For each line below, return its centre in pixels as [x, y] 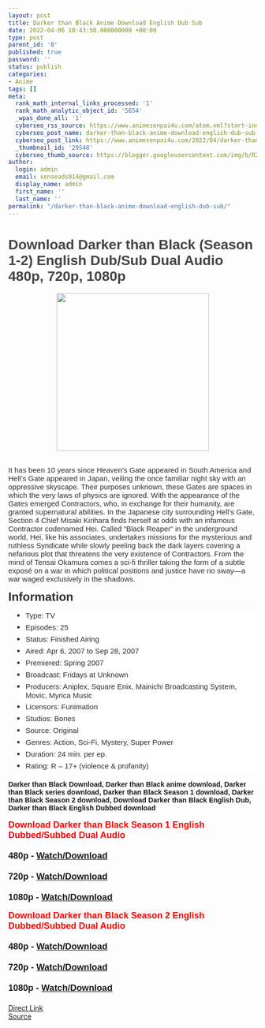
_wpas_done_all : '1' [49, 118]
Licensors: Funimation [62, 707]
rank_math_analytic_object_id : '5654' [79, 111]
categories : [28, 74]
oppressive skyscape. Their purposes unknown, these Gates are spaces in [130, 487]
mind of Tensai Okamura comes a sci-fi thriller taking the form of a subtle [127, 563]
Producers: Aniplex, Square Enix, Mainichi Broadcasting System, [131, 686]
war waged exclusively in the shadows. [72, 579]
